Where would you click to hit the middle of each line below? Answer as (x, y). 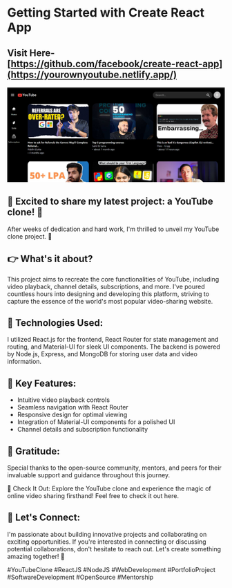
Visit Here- (31, 53)
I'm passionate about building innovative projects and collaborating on (107, 534)
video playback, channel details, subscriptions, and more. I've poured (106, 286)
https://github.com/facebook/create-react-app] (117, 64)
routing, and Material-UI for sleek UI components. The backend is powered (114, 347)
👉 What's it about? (50, 259)
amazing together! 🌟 (36, 556)
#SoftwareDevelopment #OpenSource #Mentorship (80, 577)
